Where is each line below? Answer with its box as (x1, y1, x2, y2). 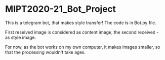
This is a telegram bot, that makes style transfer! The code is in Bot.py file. (5, 20, 157, 26)
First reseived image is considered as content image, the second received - (5, 29, 159, 35)
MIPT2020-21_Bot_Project (5, 3, 116, 15)
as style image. (5, 34, 36, 40)
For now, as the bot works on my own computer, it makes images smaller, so (5, 44, 161, 50)
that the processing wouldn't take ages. (5, 49, 86, 55)
